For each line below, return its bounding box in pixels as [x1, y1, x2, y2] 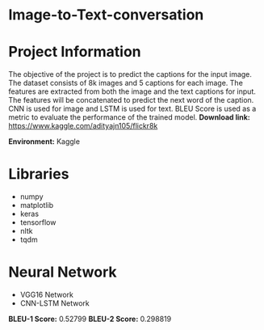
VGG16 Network [19, 290, 74, 299]
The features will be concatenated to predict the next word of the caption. [8, 95, 254, 105]
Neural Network [8, 263, 117, 281]
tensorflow [19, 218, 57, 227]
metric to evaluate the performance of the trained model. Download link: [8, 112, 250, 122]
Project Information [8, 43, 141, 61]
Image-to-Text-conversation [8, 6, 204, 24]
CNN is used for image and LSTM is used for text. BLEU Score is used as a [8, 104, 257, 114]
